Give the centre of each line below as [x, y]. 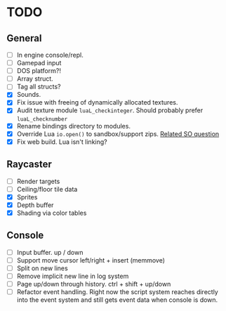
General [25, 38]
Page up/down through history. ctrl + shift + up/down [94, 284]
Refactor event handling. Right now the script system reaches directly [117, 291]
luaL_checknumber [42, 119]
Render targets [38, 181]
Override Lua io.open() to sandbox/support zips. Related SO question [118, 133]
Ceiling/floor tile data [47, 189]
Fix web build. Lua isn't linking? [62, 142]
